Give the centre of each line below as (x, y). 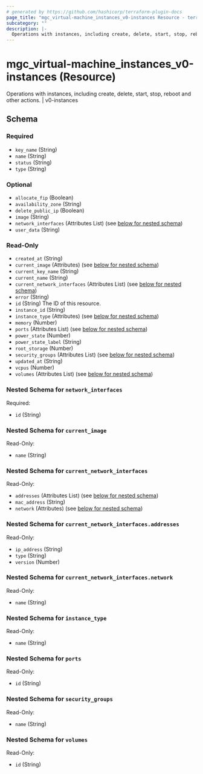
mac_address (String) (40, 502)
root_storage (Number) (44, 349)
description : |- (27, 29)
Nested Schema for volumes (47, 740)
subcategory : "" (27, 23)
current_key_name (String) (47, 271)
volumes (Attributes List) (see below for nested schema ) (84, 374)
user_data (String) (37, 230)
